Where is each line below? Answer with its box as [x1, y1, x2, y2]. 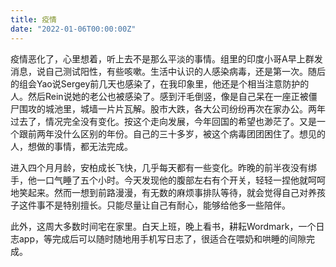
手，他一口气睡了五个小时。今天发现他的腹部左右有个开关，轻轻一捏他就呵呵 [10, 174, 326, 186]
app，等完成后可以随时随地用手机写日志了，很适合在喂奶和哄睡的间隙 [18, 232, 307, 245]
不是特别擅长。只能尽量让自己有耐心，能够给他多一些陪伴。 [44, 199, 291, 211]
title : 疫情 [10, 14, 57, 25]
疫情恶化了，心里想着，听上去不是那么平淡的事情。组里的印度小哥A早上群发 [10, 52, 323, 65]
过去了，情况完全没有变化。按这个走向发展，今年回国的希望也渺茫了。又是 [10, 115, 317, 127]
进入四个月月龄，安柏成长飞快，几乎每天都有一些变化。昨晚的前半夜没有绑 [10, 161, 317, 173]
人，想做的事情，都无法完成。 [10, 140, 133, 152]
